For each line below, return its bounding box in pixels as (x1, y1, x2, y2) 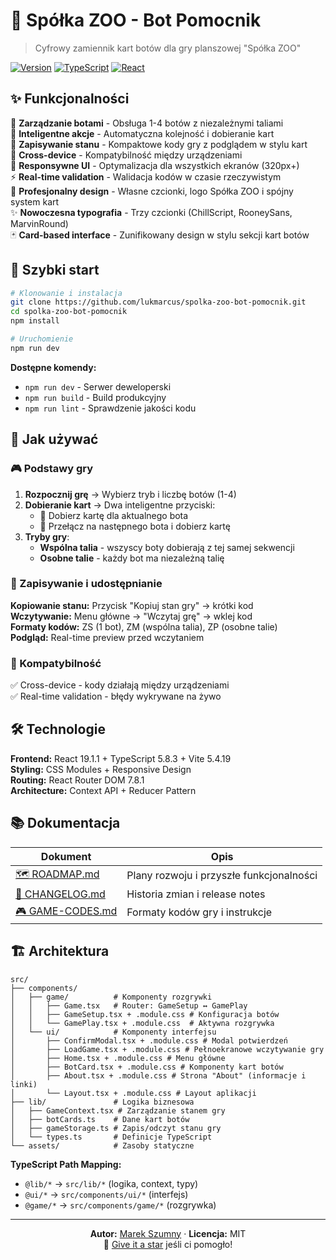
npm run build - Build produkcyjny (24, 391, 167, 403)
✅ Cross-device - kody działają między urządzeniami (10, 679, 230, 691)
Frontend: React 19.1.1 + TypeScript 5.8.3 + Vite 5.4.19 (10, 752, 232, 764)
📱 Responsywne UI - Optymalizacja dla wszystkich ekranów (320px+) (10, 159, 300, 171)
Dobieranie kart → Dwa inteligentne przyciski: (24, 499, 216, 511)
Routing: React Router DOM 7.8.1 (10, 774, 145, 786)
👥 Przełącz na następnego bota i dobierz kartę (39, 520, 231, 532)
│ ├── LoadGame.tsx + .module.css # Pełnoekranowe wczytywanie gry (10, 1044, 325, 1054)
